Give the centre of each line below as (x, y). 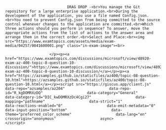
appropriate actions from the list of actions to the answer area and (79, 33)
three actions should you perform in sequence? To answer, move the (77, 28)
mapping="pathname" (25, 102)
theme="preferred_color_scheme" (38, 114)
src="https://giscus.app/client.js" (114, 84)
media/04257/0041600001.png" (35, 46)
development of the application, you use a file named (63, 16)
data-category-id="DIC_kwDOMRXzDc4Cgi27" (48, 97)
